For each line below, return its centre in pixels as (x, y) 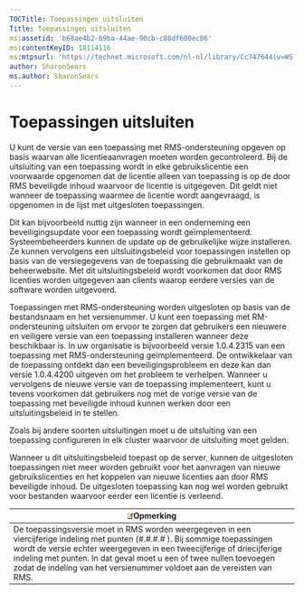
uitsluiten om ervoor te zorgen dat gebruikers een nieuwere (176, 326)
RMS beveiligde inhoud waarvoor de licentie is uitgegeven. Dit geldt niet (143, 185)
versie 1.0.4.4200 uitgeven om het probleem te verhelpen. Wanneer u (139, 374)
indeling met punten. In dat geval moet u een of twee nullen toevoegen (144, 558)
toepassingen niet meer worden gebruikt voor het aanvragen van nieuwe (145, 467)
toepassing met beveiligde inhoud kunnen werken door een (120, 403)
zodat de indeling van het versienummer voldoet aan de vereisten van (143, 567)
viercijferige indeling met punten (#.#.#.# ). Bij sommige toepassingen (143, 539)
